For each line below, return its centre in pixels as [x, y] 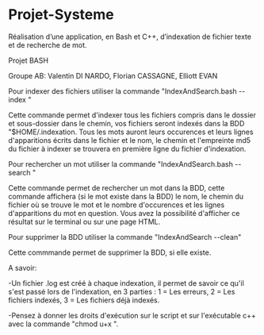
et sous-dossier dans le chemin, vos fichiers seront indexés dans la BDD [126, 123]
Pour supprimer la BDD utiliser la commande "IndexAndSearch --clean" [125, 237]
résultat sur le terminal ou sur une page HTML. [84, 221]
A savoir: [23, 268]
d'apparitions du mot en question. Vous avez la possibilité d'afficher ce [124, 213]
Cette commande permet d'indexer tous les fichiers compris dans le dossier [132, 115]
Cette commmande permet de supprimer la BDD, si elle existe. [110, 252]
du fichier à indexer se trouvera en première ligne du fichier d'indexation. [127, 148]
